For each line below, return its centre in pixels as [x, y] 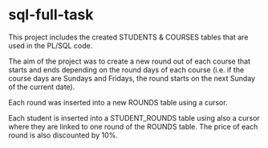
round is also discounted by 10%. [63, 135]
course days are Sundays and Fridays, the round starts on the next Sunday [132, 78]
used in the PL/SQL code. [51, 45]
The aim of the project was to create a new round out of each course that [130, 61]
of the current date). [42, 87]
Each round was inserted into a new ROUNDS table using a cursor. [118, 102]
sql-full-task [51, 15]
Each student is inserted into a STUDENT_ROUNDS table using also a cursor [134, 117]
